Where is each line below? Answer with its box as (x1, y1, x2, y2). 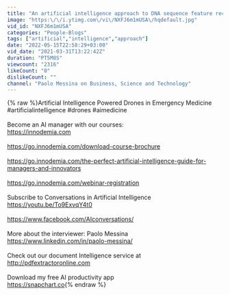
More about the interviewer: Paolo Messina (7, 230, 129, 238)
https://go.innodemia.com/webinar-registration (7, 179, 140, 187)
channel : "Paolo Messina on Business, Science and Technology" (7, 80, 192, 87)
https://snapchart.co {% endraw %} (7, 281, 107, 289)
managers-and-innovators (7, 164, 81, 172)
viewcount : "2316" (7, 61, 60, 68)
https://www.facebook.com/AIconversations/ (7, 215, 134, 223)
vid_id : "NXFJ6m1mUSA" (7, 23, 72, 29)
